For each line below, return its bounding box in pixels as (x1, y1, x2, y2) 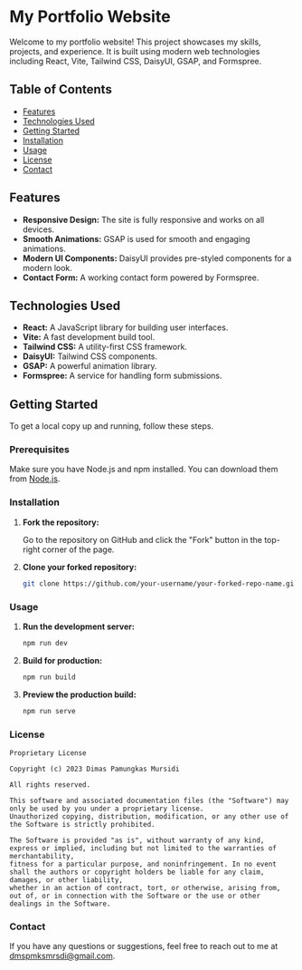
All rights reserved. (9, 780, 91, 790)
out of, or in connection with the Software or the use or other (9, 891, 260, 900)
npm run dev (22, 638, 68, 647)
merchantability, (9, 851, 75, 860)
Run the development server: (22, 621, 136, 632)
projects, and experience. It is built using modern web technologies (9, 45, 260, 56)
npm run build (22, 673, 76, 682)
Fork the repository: (22, 517, 99, 528)
